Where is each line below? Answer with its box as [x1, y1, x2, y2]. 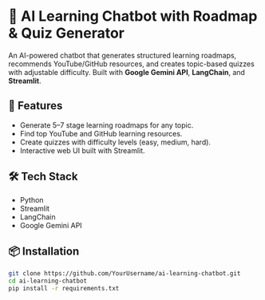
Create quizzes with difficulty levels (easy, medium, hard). [19, 137, 212, 147]
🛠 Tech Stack [8, 170, 78, 184]
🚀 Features [8, 99, 63, 112]
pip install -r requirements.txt [8, 285, 120, 293]
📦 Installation [8, 244, 80, 258]
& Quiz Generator [8, 24, 125, 42]
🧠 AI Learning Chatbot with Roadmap [8, 7, 258, 26]
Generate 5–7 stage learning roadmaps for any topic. [19, 120, 194, 130]
